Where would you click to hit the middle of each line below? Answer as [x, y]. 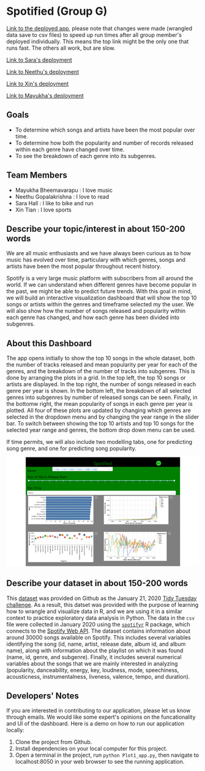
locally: [15, 730]
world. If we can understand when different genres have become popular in [102, 285]
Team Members [37, 176]
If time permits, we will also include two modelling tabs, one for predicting [99, 442]
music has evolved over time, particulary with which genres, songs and [96, 260]
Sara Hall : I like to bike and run [54, 203]
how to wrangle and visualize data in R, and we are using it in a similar [94, 611]
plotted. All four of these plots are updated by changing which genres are [99, 411]
